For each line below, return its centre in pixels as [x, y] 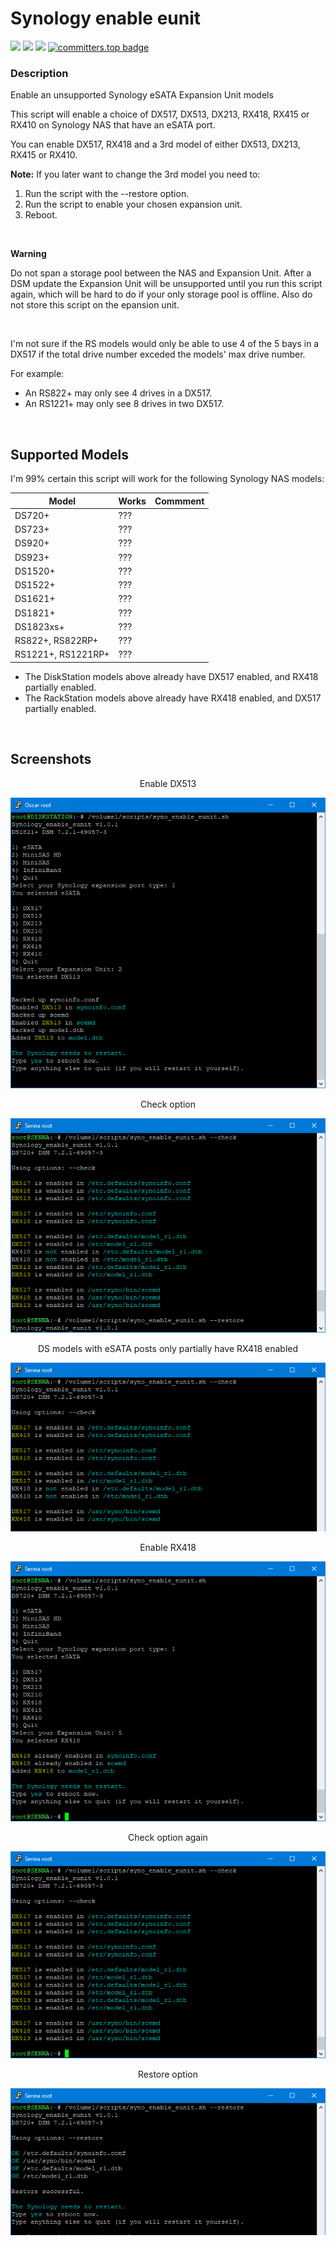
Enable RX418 [168, 1547]
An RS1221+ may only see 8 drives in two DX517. [124, 404]
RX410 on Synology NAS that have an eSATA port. [113, 125]
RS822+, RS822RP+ [56, 641]
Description [39, 73]
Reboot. [41, 215]
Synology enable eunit [106, 18]
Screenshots [51, 759]
